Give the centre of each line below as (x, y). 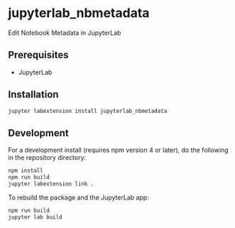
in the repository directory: (47, 158)
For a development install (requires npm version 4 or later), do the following (119, 150)
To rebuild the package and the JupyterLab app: (79, 197)
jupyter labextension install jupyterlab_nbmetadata (88, 111)
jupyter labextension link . (51, 184)
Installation (33, 95)
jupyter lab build (35, 217)
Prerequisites (38, 55)
